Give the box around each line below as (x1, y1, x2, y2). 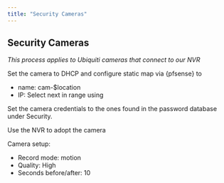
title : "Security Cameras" (7, 10, 87, 18)
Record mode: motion (17, 154, 82, 162)
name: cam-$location (17, 83, 81, 92)
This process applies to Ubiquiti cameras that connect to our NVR (7, 56, 201, 64)
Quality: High (17, 161, 56, 169)
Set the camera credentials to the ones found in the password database (7, 105, 218, 113)
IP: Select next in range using (17, 90, 104, 100)
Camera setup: (7, 140, 51, 148)
